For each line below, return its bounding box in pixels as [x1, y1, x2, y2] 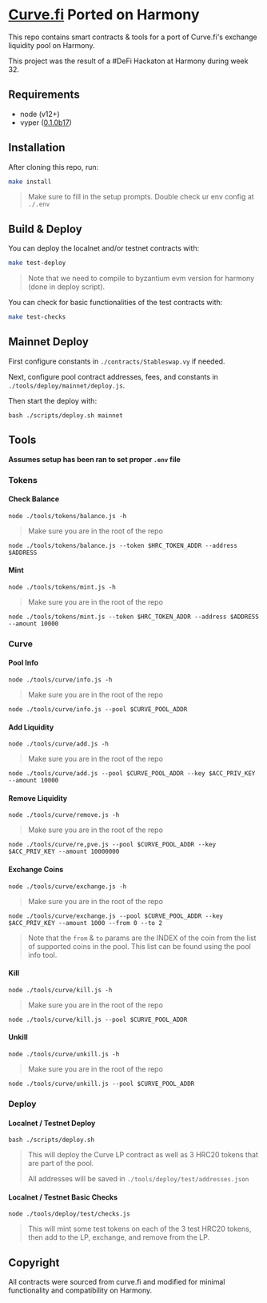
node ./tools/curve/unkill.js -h [8, 1051, 120, 1059]
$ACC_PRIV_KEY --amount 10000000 [8, 847, 120, 856]
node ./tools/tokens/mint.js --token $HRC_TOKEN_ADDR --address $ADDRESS [8, 613, 260, 621]
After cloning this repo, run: [8, 162, 98, 171]
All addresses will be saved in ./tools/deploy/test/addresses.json [27, 1174, 249, 1184]
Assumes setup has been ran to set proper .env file [8, 454, 181, 464]
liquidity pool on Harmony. [8, 40, 95, 50]
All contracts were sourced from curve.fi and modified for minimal [8, 1277, 225, 1287]
